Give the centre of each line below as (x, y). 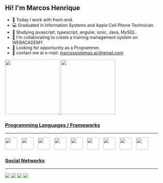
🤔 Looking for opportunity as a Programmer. (56, 48)
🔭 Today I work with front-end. (43, 19)
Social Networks (25, 161)
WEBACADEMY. (28, 42)
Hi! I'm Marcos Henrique (42, 8)
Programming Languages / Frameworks (53, 125)
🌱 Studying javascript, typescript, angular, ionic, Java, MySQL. (74, 32)
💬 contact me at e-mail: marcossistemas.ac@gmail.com (68, 52)
